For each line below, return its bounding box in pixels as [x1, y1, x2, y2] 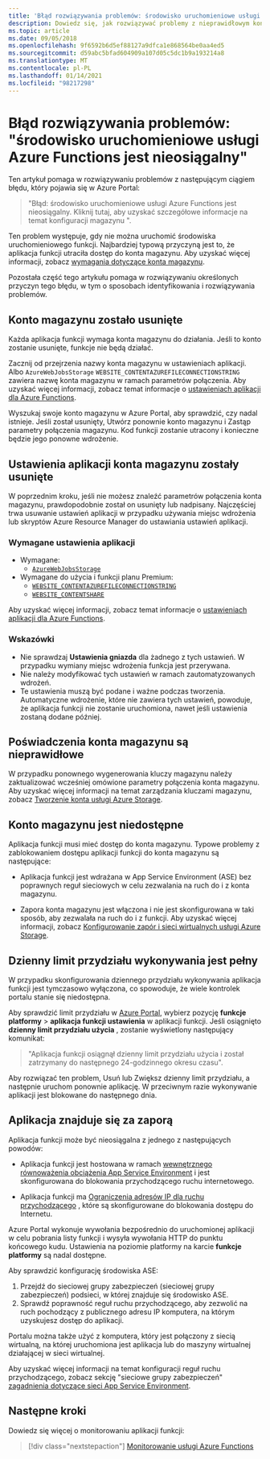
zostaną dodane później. [19, 711, 102, 721]
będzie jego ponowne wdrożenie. [8, 434, 119, 443]
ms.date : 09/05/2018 [8, 34, 78, 43]
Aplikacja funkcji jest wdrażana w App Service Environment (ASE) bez [19, 872, 252, 882]
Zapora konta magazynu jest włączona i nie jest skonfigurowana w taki [19, 905, 255, 914]
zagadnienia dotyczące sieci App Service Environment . [8, 1381, 191, 1391]
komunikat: [8, 1033, 46, 1043]
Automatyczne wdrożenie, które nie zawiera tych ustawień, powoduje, [19, 694, 253, 704]
